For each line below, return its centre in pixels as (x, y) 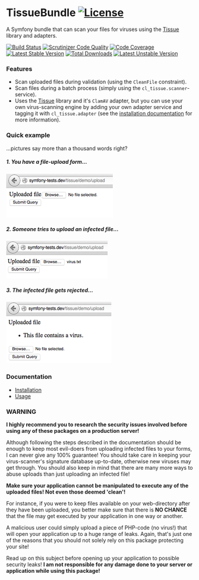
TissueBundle (41, 13)
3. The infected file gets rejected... (50, 290)
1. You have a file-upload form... (47, 162)
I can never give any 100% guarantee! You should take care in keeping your (99, 455)
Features (19, 68)
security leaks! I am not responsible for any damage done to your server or (99, 565)
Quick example (28, 135)
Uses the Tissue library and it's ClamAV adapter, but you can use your (99, 101)
